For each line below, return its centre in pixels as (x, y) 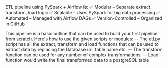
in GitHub (15, 24)
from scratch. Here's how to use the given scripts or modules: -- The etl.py (83, 39)
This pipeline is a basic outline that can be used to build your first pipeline (81, 34)
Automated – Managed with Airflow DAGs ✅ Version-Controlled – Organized (84, 18)
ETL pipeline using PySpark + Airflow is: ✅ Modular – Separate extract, (78, 7)
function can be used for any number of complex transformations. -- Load (82, 55)
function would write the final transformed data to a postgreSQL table (77, 60)
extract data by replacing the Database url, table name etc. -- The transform (84, 50)
